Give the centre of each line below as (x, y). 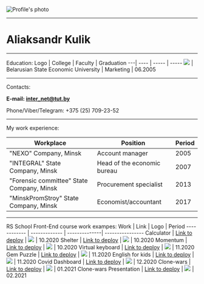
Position (133, 143)
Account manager (122, 153)
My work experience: (33, 128)
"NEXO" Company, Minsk (46, 153)
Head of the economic (129, 163)
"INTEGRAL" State (35, 163)
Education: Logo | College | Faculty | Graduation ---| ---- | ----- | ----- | (100, 63)
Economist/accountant (129, 202)
